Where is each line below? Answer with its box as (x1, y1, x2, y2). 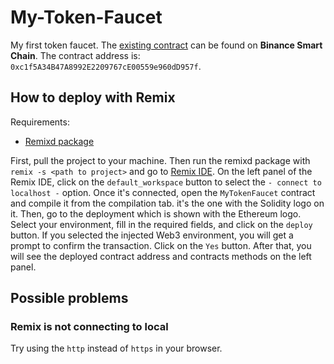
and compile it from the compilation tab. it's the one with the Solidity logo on (10, 197, 325, 209)
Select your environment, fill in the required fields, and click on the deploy (10, 218, 313, 230)
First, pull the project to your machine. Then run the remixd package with (10, 154, 311, 166)
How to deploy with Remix (10, 89, 176, 106)
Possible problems (10, 290, 129, 307)
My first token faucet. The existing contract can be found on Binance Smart (10, 39, 323, 51)
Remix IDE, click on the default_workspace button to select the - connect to (10, 176, 322, 188)
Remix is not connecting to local (10, 320, 169, 334)
